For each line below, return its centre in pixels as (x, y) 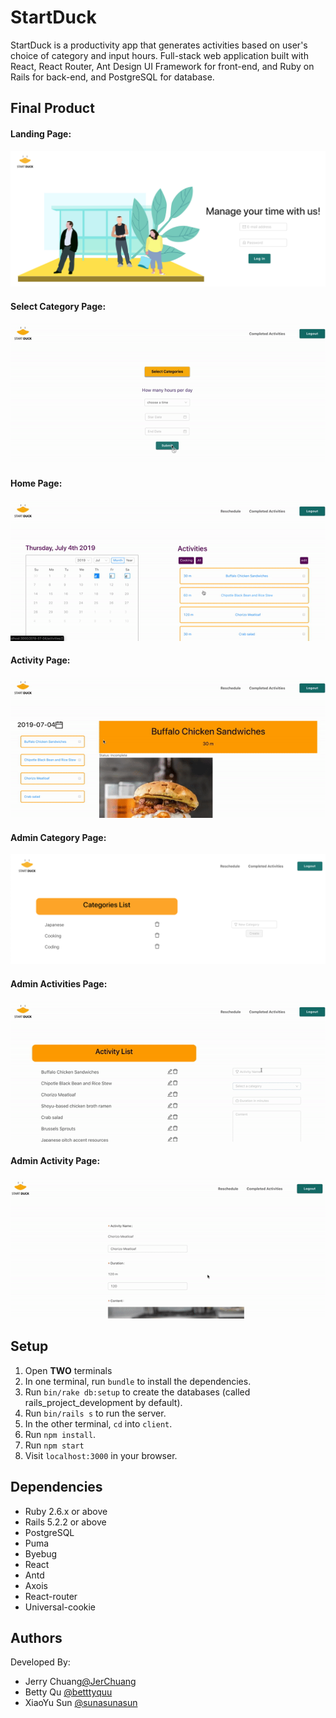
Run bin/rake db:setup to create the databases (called (137, 1392)
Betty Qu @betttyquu (68, 1692)
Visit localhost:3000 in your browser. (101, 1455)
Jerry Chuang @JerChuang (80, 1682)
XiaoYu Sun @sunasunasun (81, 1703)
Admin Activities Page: (59, 984)
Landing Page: (41, 133)
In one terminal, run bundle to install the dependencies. (138, 1381)
